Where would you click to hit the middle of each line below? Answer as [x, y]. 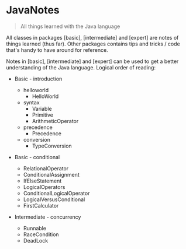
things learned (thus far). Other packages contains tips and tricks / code [93, 44]
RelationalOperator [46, 168]
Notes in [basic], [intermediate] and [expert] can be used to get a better [92, 61]
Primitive [43, 115]
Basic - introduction [38, 79]
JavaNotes [33, 10]
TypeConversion [52, 146]
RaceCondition [41, 234]
